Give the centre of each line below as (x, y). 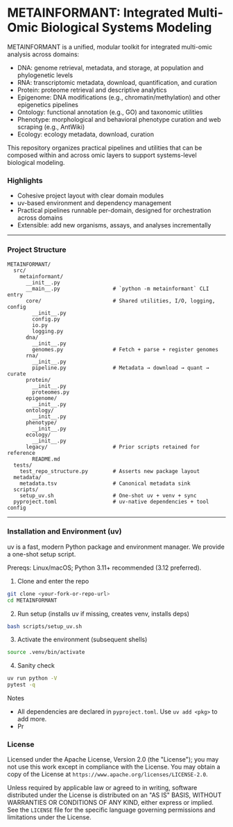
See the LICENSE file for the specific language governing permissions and (111, 810)
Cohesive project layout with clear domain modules (90, 195)
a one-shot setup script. (42, 554)
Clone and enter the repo (53, 581)
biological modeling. (36, 162)
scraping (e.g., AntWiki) (51, 127)
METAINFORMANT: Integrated (96, 13)
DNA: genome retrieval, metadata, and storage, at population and (110, 67)
